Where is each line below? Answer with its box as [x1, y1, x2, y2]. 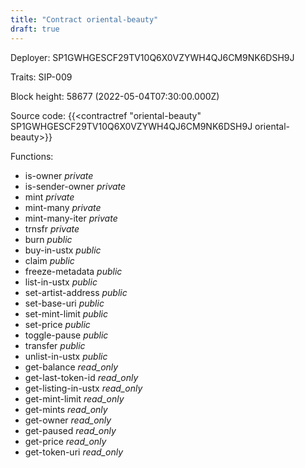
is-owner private [24, 169, 94, 181]
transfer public [24, 339, 86, 351]
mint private [24, 191, 75, 203]
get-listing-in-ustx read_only [24, 382, 143, 394]
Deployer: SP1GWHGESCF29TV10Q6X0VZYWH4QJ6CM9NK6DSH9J [10, 51, 295, 63]
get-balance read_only [24, 361, 119, 373]
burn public [24, 233, 73, 245]
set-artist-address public [24, 286, 128, 298]
